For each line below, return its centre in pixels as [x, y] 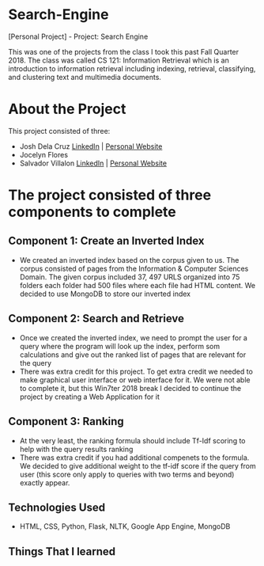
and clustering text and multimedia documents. [85, 77]
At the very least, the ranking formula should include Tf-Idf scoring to [132, 440]
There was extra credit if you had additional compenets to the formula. [134, 458]
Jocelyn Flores [44, 154]
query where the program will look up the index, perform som [119, 346]
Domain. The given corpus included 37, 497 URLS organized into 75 [130, 277]
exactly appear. [45, 482]
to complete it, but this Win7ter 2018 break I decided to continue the [130, 388]
